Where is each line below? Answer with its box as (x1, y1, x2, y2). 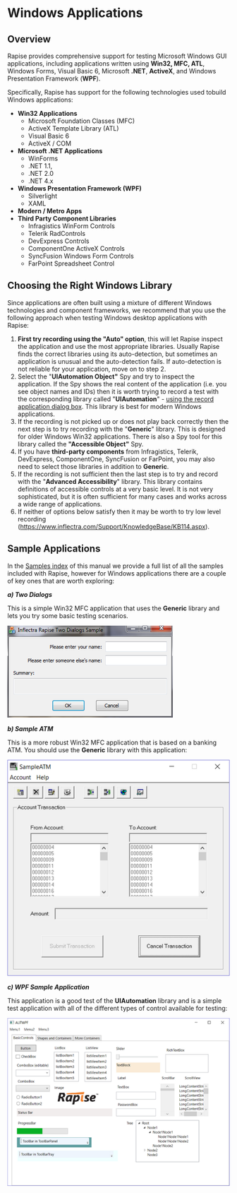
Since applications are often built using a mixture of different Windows (7, 298, 212, 307)
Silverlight (28, 192, 58, 200)
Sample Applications (7, 542, 101, 555)
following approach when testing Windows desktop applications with (7, 313, 207, 322)
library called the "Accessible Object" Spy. (17, 439, 144, 448)
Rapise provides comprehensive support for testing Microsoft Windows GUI (7, 52, 227, 60)
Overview (7, 33, 51, 45)
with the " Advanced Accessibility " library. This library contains (17, 477, 203, 485)
